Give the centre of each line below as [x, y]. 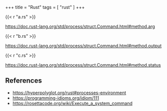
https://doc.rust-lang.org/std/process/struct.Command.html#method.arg [80, 26]
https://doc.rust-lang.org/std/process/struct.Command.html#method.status [83, 65]
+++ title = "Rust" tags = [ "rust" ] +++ [45, 7]
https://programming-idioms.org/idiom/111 [56, 98]
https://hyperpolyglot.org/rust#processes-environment [69, 93]
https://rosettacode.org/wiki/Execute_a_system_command [72, 103]
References [24, 81]
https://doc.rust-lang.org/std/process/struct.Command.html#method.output [83, 46]
